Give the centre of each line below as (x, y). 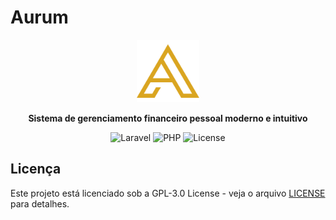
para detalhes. (40, 203)
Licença (36, 169)
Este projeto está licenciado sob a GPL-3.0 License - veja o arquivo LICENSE (168, 193)
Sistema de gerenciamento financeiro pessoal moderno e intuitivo (168, 118)
